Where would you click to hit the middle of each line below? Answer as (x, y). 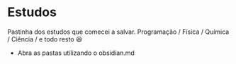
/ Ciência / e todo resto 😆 (45, 39)
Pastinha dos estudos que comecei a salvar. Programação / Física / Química (118, 32)
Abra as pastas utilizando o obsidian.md (76, 53)
